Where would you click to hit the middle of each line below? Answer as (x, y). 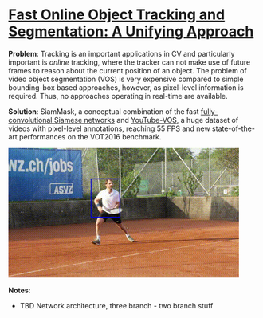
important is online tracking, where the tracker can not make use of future (130, 62)
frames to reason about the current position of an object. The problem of (128, 70)
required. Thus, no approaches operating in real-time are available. (118, 96)
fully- (209, 111)
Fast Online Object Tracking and (117, 15)
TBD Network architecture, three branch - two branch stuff (116, 305)
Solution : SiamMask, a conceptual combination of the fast (104, 111)
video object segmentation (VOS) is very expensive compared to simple (126, 79)
